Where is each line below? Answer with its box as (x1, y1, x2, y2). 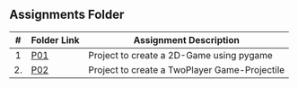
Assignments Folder (9, 7, 125, 22)
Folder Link (31, 33, 80, 46)
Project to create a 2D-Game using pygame (88, 48, 274, 61)
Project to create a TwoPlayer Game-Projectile (88, 63, 285, 75)
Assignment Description (133, 33, 240, 46)
